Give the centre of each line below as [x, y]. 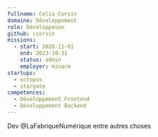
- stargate [30, 86]
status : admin [41, 60]
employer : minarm [45, 66]
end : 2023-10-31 [44, 54]
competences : [26, 93]
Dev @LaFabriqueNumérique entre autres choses [79, 126]
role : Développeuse [36, 27]
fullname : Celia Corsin [42, 14]
